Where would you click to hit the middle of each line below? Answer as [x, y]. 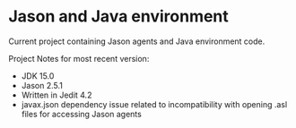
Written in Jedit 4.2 [57, 95]
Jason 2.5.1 [42, 85]
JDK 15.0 [38, 76]
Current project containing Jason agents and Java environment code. [137, 41]
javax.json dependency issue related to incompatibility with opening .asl [154, 104]
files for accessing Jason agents [82, 114]
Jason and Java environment [119, 17]
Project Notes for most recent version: [79, 58]
